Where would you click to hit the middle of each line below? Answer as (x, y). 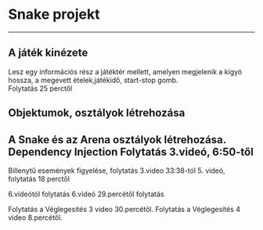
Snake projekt (54, 14)
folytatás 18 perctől (39, 178)
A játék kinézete (48, 53)
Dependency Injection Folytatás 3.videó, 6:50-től (131, 151)
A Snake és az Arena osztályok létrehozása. (117, 140)
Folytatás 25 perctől (40, 88)
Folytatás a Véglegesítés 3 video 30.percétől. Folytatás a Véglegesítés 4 (124, 209)
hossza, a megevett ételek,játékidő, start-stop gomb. (93, 80)
